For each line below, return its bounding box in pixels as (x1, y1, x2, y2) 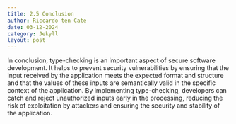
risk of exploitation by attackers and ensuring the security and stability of (7, 101, 220, 110)
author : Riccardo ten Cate (7, 17, 87, 24)
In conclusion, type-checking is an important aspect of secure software (7, 56, 216, 64)
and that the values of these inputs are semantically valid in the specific (7, 79, 216, 87)
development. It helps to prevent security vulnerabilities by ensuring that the (7, 64, 230, 72)
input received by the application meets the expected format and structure (7, 72, 224, 80)
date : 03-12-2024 (7, 23, 59, 30)
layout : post (7, 37, 46, 44)
